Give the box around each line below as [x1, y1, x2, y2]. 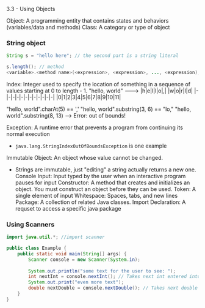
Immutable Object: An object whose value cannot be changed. [6, 154, 164, 161]
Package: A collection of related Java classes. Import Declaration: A [15, 198, 186, 206]
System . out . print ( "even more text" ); [28, 279, 124, 285]
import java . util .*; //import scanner [6, 234, 105, 241]
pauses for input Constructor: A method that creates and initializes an [15, 179, 190, 186]
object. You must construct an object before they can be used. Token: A [15, 185, 196, 192]
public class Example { [6, 245, 67, 252]
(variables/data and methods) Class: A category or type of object [6, 24, 170, 31]
